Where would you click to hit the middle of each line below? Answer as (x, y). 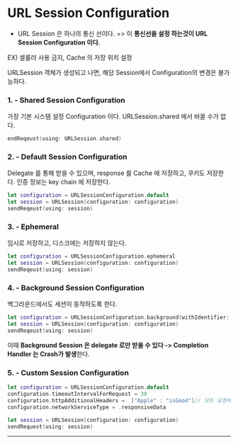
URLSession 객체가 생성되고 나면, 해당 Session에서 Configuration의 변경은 (112, 72)
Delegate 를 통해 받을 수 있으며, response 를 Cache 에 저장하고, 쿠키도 (106, 173)
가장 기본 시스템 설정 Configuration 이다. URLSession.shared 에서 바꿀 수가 (113, 116)
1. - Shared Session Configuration (66, 100)
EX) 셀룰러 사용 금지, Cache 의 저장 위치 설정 (70, 57)
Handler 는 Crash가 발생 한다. (49, 354)
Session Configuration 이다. (59, 42)
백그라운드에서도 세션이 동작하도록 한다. (62, 304)
